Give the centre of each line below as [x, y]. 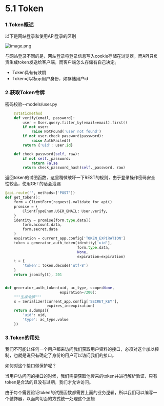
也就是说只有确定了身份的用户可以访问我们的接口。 [65, 355]
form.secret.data [40, 229]
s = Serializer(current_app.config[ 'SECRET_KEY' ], [66, 301]
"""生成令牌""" [28, 297]
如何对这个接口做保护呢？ [31, 366]
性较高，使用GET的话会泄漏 [33, 184]
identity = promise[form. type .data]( [52, 220]
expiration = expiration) [101, 256]
